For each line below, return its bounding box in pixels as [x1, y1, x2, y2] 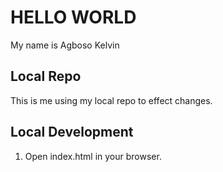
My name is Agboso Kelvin [10, 39, 120, 51]
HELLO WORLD [10, 6, 137, 29]
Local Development [10, 124, 134, 141]
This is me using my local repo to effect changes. [10, 94, 213, 106]
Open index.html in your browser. [24, 150, 162, 162]
